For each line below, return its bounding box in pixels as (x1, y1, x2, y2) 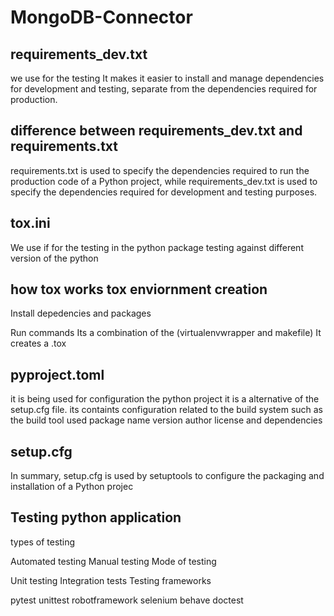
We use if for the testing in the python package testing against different (10, 241, 304, 253)
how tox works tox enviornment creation (10, 281, 268, 298)
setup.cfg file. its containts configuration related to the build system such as (10, 404, 324, 416)
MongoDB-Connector (10, 6, 193, 29)
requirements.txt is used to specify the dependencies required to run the (10, 164, 310, 176)
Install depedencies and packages (10, 307, 152, 320)
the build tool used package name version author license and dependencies (10, 414, 323, 426)
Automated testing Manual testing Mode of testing (10, 555, 217, 567)
